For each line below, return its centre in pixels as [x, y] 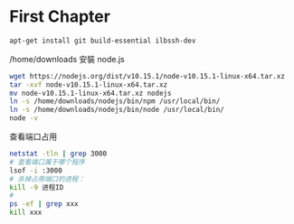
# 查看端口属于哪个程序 [47, 162]
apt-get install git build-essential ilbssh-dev [103, 41]
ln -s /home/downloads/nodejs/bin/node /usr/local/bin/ [117, 110]
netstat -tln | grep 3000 [58, 154]
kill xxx [26, 213]
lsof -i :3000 [36, 170]
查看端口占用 [33, 136]
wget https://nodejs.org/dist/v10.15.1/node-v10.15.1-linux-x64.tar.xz [147, 76]
